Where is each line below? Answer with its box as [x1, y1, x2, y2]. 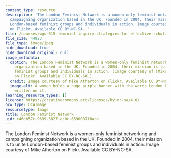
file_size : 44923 [5, 36, 42, 41]
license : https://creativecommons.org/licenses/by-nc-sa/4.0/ [5, 97, 140, 102]
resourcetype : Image [5, 107, 49, 112]
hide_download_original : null [5, 50, 70, 55]
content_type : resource [5, 7, 56, 13]
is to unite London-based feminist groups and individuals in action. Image [5, 141, 159, 147]
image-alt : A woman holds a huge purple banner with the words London [10, 83, 163, 88]
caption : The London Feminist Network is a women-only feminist [10, 60, 149, 65]
